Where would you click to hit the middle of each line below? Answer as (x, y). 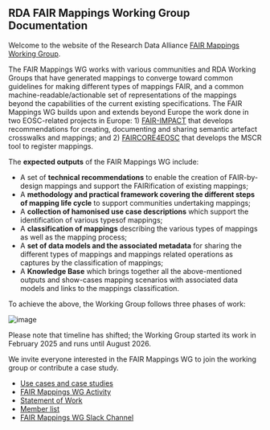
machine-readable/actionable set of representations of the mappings (123, 95)
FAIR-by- (243, 177)
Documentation (48, 26)
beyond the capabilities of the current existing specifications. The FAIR (125, 103)
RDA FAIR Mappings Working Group (99, 13)
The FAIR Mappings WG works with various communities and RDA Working (132, 69)
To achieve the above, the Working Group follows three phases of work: (127, 304)
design (31, 186)
